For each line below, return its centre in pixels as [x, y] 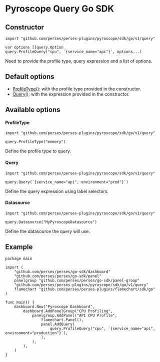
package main [19, 258]
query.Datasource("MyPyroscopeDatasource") [51, 222]
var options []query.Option [34, 47]
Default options [30, 77]
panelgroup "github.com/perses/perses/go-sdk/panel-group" [77, 280]
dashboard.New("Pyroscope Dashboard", [54, 306]
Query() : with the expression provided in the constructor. [71, 94]
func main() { [20, 302]
